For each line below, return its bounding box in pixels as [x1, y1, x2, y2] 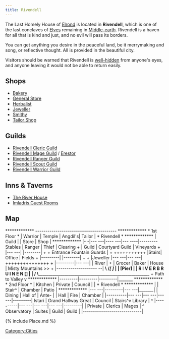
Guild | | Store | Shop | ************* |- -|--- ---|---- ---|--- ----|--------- [5, 238, 158, 245]
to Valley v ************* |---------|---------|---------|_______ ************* [5, 276, 163, 282]
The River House [12, 195, 48, 201]
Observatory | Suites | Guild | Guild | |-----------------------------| [5, 308, 144, 314]
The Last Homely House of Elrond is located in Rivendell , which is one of [5, 21, 157, 27]
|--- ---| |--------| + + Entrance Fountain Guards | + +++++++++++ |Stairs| [5, 249, 162, 255]
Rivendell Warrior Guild [12, 166, 61, 173]
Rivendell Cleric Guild [12, 145, 58, 151]
